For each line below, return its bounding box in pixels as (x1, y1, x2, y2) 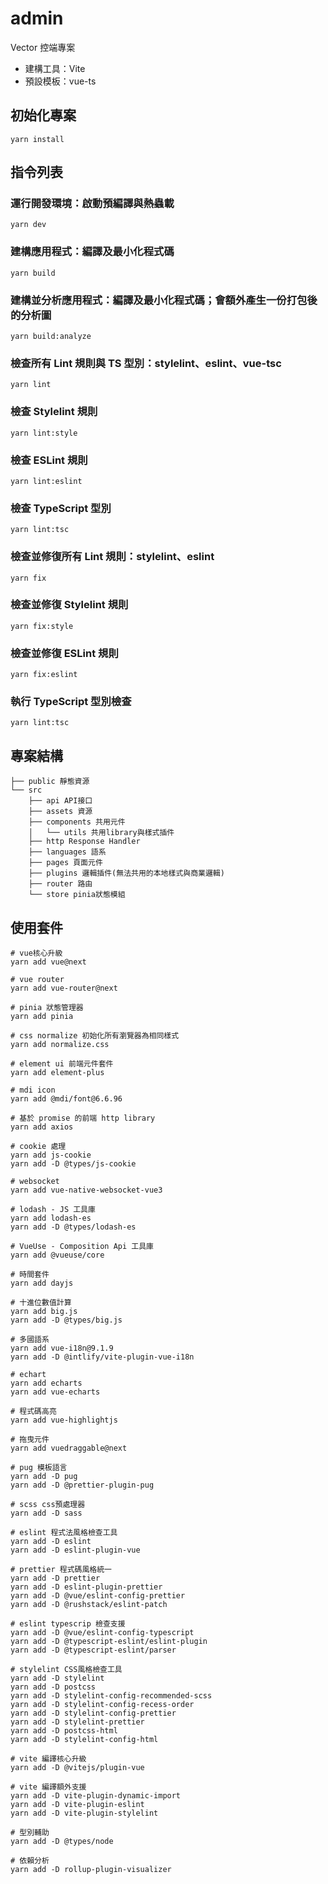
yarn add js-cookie (10, 1150, 92, 1161)
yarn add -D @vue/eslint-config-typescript (10, 1628, 195, 1638)
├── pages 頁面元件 (28, 858, 103, 868)
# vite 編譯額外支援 (10, 1782, 87, 1792)
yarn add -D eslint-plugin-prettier (10, 1582, 163, 1592)
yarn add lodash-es (10, 1213, 92, 1224)
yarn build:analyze (10, 332, 92, 342)
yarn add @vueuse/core (10, 1250, 105, 1261)
